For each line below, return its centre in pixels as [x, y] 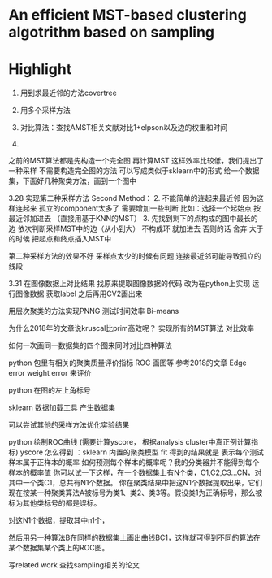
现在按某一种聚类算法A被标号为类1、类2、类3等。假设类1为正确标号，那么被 [136, 493]
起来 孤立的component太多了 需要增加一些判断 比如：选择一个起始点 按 [142, 208]
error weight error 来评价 [50, 373]
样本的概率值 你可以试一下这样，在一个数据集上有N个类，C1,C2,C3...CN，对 [135, 472]
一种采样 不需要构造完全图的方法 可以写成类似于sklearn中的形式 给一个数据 [134, 171]
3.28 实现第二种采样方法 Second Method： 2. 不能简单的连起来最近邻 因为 [133, 198]
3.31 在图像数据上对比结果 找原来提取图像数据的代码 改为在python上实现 [130, 284]
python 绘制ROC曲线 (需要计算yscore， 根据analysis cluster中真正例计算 [130, 442]
